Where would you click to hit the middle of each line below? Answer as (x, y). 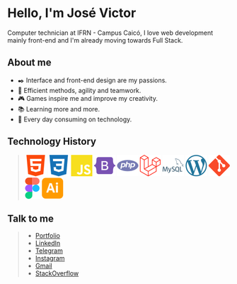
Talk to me (31, 218)
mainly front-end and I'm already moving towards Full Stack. (95, 40)
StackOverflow (57, 273)
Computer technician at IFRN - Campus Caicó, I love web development (110, 33)
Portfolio (47, 236)
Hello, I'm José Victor (72, 13)
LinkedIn (48, 244)
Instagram (50, 258)
